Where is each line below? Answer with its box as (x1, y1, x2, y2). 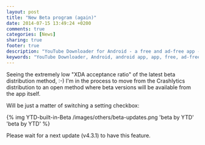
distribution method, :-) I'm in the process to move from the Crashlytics (6, 77, 185, 84)
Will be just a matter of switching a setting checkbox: (6, 101, 140, 109)
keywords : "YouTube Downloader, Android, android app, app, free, (6, 54, 179, 60)
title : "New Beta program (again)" (6, 15, 97, 21)
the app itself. (6, 90, 41, 97)
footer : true (6, 43, 40, 49)
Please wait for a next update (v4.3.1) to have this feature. (6, 132, 151, 139)
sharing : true (6, 37, 43, 43)
